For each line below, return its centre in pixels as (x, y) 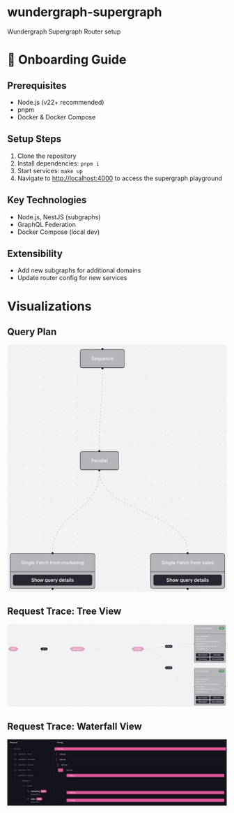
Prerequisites (37, 86)
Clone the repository (47, 156)
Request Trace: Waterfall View (75, 726)
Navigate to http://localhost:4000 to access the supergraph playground (120, 178)
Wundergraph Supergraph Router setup (64, 31)
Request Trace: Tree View (64, 611)
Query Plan (32, 331)
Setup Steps (34, 139)
